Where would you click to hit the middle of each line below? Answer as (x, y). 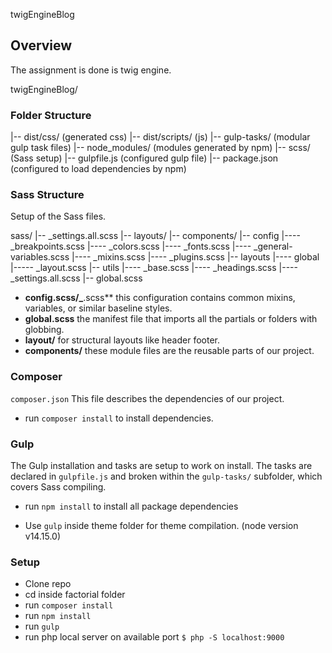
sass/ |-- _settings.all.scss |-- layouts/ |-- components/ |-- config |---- (155, 236)
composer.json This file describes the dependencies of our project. (147, 398)
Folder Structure (51, 115)
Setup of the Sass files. (58, 216)
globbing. (44, 330)
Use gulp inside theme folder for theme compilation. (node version (161, 525)
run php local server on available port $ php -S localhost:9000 (154, 637)
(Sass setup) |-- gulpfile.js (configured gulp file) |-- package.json (144, 158)
